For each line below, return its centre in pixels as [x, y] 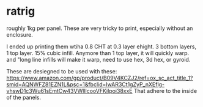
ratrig [21, 11]
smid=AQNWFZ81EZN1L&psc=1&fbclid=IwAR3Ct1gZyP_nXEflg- [86, 84]
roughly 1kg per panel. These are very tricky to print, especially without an [100, 28]
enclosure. [20, 34]
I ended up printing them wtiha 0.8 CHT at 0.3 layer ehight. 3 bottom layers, [102, 46]
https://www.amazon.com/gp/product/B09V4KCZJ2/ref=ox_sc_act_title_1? [100, 78]
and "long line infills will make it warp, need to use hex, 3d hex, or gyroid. [98, 59]
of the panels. [24, 97]
